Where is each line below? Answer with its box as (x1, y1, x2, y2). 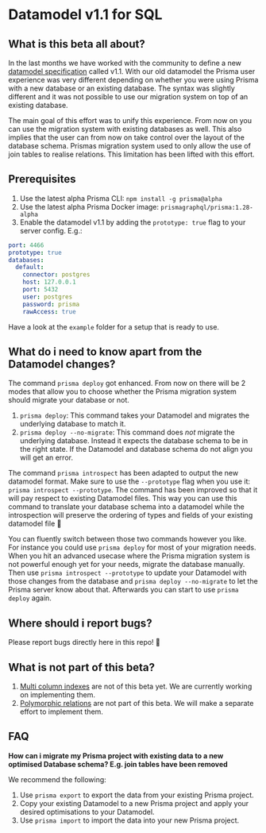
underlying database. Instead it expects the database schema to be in (19, 436, 249, 445)
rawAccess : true (22, 307, 77, 315)
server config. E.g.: (19, 226, 83, 235)
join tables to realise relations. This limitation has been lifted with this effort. (8, 149, 256, 159)
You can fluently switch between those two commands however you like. (8, 534, 247, 544)
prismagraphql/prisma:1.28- (160, 203, 254, 211)
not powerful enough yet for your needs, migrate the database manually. (8, 560, 245, 569)
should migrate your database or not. (8, 395, 129, 405)
